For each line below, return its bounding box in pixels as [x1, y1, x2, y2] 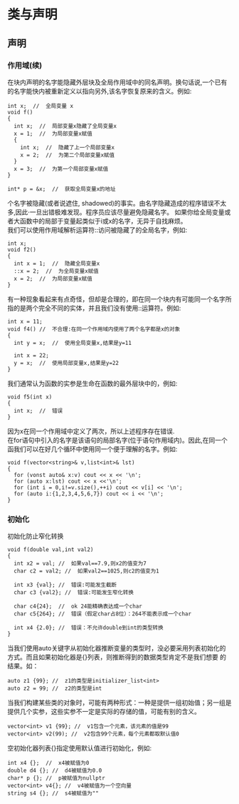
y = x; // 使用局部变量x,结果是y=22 [14, 359, 119, 366]
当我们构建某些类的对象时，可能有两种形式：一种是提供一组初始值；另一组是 [7, 698, 232, 707]
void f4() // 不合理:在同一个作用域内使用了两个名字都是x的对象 [7, 326, 181, 333]
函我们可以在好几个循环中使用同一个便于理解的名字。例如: [7, 444, 178, 453]
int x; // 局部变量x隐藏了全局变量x [14, 122, 117, 129]
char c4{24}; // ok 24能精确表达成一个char [14, 603, 142, 610]
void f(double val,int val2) [7, 546, 94, 553]
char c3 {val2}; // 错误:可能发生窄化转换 [14, 589, 134, 596]
